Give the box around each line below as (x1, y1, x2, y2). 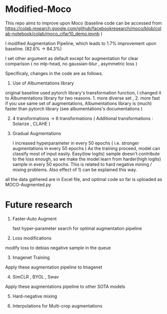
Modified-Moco (5, 3, 71, 15)
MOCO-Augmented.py (5, 181, 51, 187)
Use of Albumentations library (12, 80, 74, 86)
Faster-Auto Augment (12, 215, 57, 221)
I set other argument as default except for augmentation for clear (5, 55, 139, 61)
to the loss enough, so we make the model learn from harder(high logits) (12, 156, 161, 162)
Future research (5, 199, 73, 210)
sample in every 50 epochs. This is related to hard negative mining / (12, 161, 152, 167)
